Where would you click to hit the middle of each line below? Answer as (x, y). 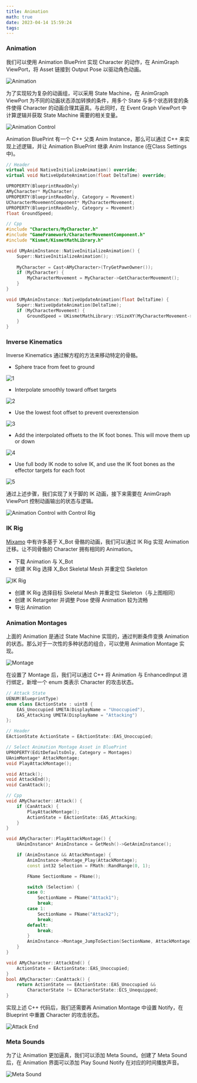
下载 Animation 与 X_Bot (44, 561)
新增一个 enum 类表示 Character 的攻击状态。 (81, 682)
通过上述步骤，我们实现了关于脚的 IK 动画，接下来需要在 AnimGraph (89, 494)
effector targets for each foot (50, 470)
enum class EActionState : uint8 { (50, 704)
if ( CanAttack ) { (38, 806)
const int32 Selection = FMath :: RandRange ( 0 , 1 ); (89, 865)
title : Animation (27, 11)
